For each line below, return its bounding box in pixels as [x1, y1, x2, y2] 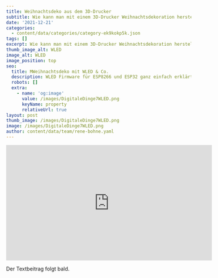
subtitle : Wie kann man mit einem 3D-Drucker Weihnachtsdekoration [6, 14, 175, 20]
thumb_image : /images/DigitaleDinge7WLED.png [6, 118, 119, 124]
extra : [11, 85, 28, 91]
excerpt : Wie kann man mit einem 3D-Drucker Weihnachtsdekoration [6, 42, 172, 48]
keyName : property [21, 101, 67, 107]
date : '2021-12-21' [6, 19, 54, 25]
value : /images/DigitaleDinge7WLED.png [21, 96, 119, 101]
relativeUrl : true [21, 107, 67, 113]
